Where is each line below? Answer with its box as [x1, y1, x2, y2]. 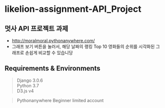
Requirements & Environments [4, 64, 101, 72]
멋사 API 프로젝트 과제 [4, 24, 68, 33]
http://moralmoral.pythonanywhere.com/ [11, 38, 95, 43]
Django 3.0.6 [16, 77, 43, 83]
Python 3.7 [16, 82, 39, 88]
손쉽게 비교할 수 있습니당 [25, 50, 73, 55]
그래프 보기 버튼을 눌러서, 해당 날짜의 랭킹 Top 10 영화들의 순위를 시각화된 [11, 43, 155, 49]
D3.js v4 [16, 88, 34, 94]
